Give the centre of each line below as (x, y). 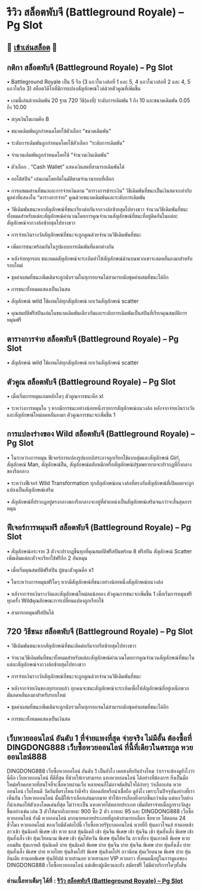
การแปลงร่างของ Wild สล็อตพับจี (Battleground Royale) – (101, 434)
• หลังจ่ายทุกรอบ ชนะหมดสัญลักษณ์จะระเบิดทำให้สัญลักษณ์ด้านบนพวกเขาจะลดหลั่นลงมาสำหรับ (100, 258)
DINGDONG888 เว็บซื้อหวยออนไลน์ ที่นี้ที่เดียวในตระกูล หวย (100, 747)
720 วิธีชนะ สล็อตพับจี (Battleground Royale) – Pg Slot (100, 632)
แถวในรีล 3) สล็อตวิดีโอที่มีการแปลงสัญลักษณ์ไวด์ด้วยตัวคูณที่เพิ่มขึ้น (74, 88)
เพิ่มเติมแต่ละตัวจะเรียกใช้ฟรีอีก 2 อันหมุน (47, 558)
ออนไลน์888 (27, 756)
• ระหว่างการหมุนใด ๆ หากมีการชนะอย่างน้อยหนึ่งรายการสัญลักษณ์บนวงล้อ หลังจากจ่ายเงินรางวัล (101, 408)
